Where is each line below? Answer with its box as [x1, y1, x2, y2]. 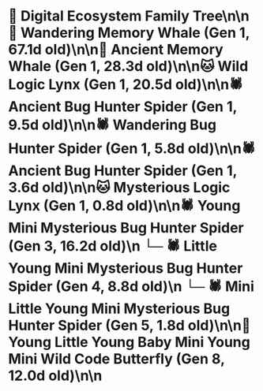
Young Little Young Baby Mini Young [8, 333, 250, 352]
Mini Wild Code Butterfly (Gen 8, [8, 350, 225, 368]
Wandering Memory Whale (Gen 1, [21, 24, 250, 42]
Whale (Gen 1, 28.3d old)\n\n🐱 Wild [8, 58, 249, 76]
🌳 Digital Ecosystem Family [8, 7, 190, 25]
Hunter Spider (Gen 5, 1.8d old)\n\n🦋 [8, 317, 251, 334]
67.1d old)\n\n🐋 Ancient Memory [8, 41, 224, 58]
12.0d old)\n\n [8, 367, 103, 385]
